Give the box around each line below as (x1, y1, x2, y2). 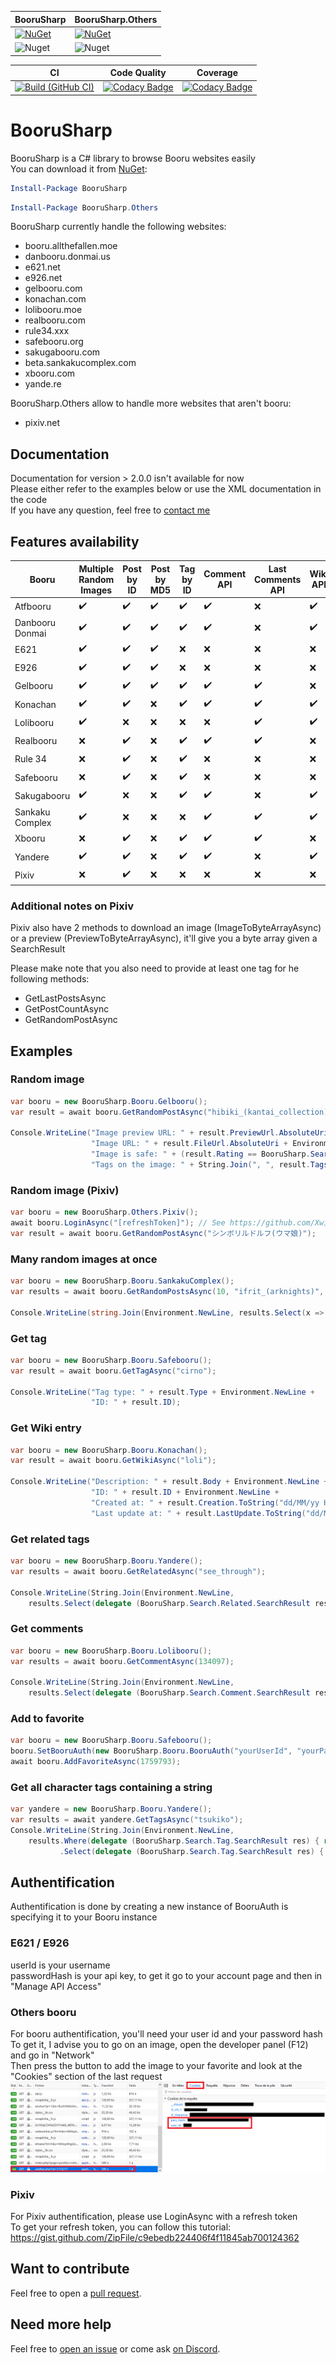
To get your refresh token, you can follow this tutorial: (10, 2221, 232, 2233)
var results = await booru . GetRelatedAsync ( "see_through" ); (10, 1566, 267, 1576)
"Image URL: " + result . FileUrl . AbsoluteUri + (90, 1139, 288, 1149)
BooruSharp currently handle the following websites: (10, 221, 227, 233)
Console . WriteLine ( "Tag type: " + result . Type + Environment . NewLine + (10, 1387, 315, 1397)
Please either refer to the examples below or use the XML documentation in (10, 483, 322, 495)
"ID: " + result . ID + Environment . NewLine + (90, 1487, 280, 1498)
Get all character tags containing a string (10, 1780, 213, 1794)
